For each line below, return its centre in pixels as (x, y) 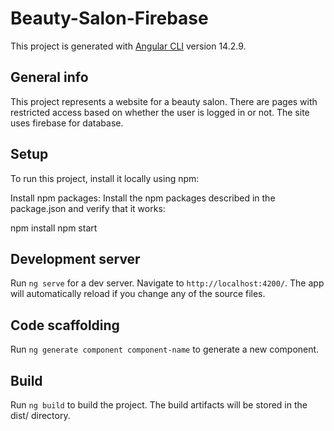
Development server (75, 258)
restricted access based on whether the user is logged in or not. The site (160, 112)
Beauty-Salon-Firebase (109, 18)
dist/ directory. (40, 415)
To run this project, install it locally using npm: (105, 178)
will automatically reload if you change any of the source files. (138, 294)
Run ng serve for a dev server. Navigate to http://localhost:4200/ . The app (167, 283)
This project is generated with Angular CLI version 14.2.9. (128, 46)
